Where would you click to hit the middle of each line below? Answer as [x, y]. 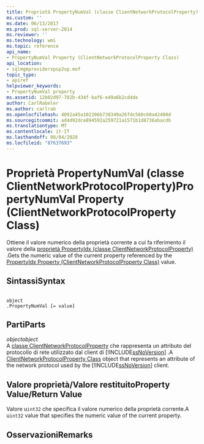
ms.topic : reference [33, 47]
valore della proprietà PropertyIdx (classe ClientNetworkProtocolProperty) [100, 249]
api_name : [19, 52]
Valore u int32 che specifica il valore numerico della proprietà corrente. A [98, 409]
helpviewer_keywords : [34, 86]
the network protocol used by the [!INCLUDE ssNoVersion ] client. [88, 366]
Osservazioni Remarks [50, 435]
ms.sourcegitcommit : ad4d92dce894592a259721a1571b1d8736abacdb [89, 120]
